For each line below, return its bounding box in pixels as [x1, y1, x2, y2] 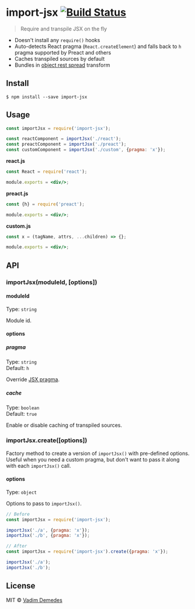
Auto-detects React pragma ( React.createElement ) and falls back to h [14, 43, 182, 50]
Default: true [6, 410, 37, 418]
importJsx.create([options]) [6, 436, 88, 444]
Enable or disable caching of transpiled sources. [6, 422, 123, 429]
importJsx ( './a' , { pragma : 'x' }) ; [6, 527, 90, 533]
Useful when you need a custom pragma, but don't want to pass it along [6, 456, 180, 463]
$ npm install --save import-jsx [6, 94, 88, 100]
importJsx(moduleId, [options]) [6, 278, 97, 286]
